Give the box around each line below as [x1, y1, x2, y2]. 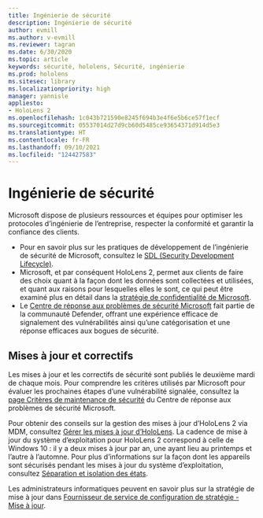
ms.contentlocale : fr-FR [8, 135, 90, 144]
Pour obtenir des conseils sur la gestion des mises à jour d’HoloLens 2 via [8, 419, 248, 427]
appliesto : [8, 99, 44, 107]
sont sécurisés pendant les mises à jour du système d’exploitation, [8, 461, 224, 469]
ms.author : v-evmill [8, 33, 76, 42]
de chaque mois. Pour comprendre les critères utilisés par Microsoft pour [8, 379, 246, 387]
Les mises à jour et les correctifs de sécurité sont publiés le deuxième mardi [8, 370, 256, 379]
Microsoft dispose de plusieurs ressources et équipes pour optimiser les [8, 210, 243, 220]
